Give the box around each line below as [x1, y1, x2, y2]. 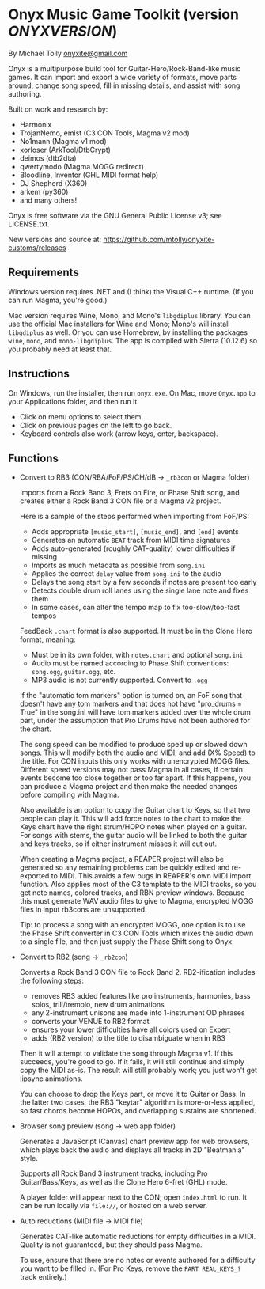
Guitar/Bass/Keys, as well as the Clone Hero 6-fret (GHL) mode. [19, 1177, 228, 1187]
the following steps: [19, 976, 85, 986]
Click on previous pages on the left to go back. [19, 420, 172, 430]
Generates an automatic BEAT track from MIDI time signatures [31, 536, 231, 545]
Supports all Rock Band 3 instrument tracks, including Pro [19, 1169, 208, 1178]
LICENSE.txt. [8, 219, 50, 229]
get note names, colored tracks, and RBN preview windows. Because [19, 888, 245, 897]
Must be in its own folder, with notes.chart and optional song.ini [31, 650, 244, 660]
